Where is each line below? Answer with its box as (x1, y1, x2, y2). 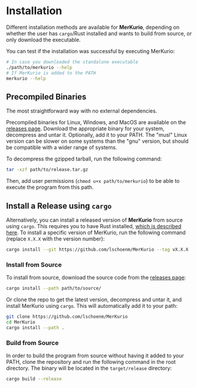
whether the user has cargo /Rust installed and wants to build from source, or (6, 29, 192, 37)
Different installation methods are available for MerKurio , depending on (6, 24, 180, 31)
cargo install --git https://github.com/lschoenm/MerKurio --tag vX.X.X (6, 246, 189, 252)
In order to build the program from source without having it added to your (6, 352, 184, 359)
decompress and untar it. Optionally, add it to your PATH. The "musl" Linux (6, 131, 188, 139)
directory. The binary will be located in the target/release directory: (6, 364, 172, 371)
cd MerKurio (6, 319, 35, 325)
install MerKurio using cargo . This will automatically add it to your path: (6, 302, 178, 309)
